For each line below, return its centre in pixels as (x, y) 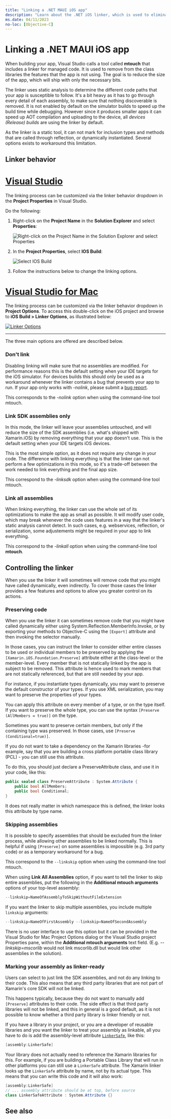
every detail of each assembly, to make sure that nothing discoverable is (81, 101)
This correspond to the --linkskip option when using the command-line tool (85, 862)
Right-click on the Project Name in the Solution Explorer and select (84, 221)
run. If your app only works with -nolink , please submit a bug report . (77, 387)
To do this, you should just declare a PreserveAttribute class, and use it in (82, 767)
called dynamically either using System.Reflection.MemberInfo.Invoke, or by (85, 626)
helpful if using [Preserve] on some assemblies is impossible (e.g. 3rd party (85, 847)
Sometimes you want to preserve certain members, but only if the (74, 726)
